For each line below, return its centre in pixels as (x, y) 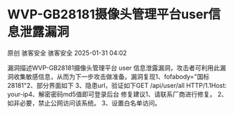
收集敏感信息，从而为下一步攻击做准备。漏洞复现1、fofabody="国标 (111, 76)
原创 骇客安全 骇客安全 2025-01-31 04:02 (67, 53)
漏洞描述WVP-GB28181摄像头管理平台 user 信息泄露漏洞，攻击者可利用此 (114, 68)
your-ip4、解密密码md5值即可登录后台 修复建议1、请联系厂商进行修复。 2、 (117, 94)
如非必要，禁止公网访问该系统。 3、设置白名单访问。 (84, 103)
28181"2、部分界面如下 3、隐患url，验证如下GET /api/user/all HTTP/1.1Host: (117, 85)
